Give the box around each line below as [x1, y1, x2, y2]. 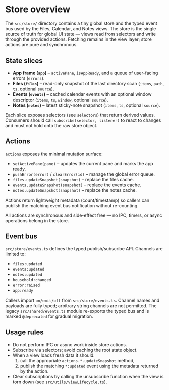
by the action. [20, 368, 49, 374]
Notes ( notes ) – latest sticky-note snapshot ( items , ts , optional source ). [12, 102, 160, 108]
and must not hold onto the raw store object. [5, 122, 98, 128]
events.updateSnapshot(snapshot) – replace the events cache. [12, 182, 141, 188]
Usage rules [5, 328, 44, 336]
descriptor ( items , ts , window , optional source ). [12, 96, 108, 103]
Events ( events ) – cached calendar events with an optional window [12, 91, 152, 97]
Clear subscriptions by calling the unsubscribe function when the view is [12, 374, 164, 380]
